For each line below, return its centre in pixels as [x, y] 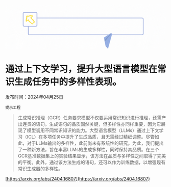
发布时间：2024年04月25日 [34, 97]
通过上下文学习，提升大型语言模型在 [81, 69]
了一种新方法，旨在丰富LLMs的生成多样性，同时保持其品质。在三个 [88, 149]
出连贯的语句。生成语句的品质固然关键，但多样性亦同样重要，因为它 [89, 124]
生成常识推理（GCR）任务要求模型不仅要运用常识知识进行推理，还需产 [92, 117]
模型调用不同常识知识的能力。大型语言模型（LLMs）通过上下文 [93, 130]
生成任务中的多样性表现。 [68, 82]
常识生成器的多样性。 [40, 168]
